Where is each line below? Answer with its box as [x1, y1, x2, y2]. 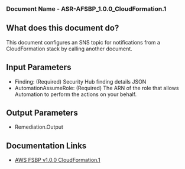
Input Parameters [6, 62, 72, 72]
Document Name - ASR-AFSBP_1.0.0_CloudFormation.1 [6, 5, 167, 13]
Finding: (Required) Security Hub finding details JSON [14, 78, 147, 85]
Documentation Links [6, 141, 87, 151]
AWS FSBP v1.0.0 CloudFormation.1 [14, 157, 100, 164]
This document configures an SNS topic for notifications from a [6, 39, 161, 46]
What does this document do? [6, 23, 119, 33]
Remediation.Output [14, 123, 64, 130]
